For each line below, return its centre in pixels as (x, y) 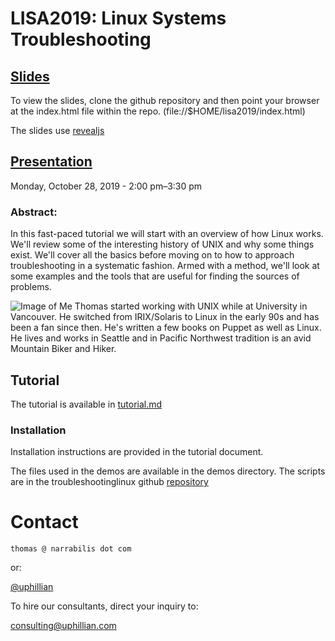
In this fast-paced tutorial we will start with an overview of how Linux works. (167, 234)
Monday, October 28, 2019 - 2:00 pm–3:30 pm (106, 186)
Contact (44, 522)
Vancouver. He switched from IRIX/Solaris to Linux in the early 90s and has (165, 317)
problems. (31, 287)
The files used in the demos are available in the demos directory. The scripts (168, 471)
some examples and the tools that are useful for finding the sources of (155, 276)
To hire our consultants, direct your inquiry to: (104, 606)
